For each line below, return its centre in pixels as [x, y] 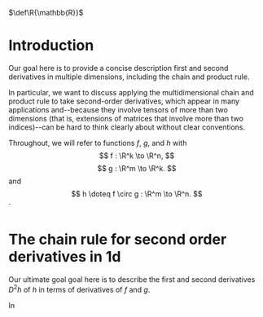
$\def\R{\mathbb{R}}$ [46, 13]
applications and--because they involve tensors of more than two [118, 109]
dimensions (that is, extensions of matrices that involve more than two [126, 118]
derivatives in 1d [65, 257]
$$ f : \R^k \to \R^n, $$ [137, 156]
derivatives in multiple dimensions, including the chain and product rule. [129, 77]
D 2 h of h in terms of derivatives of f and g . [79, 288]
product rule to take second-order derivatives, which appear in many [124, 101]
